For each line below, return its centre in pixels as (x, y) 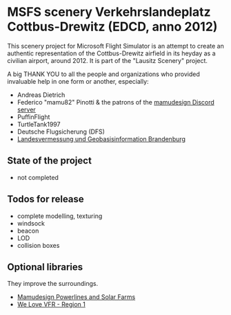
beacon (28, 231)
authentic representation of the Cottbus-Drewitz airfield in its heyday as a (111, 53)
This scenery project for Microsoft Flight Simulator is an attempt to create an (115, 46)
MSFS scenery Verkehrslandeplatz (109, 12)
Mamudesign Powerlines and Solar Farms (76, 297)
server (26, 109)
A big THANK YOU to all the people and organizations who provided (103, 74)
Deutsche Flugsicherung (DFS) (61, 132)
